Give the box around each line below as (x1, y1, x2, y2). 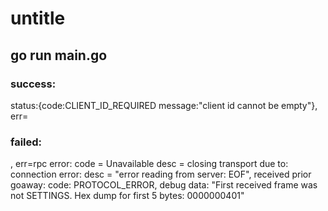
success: (10, 77, 57, 91)
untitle (10, 7, 66, 30)
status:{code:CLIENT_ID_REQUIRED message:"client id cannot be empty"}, (10, 99, 318, 111)
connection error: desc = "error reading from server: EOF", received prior (10, 168, 312, 181)
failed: (10, 135, 43, 149)
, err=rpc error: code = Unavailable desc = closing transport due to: (10, 158, 289, 170)
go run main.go (10, 47, 108, 64)
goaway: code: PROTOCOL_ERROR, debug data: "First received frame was (10, 179, 318, 191)
